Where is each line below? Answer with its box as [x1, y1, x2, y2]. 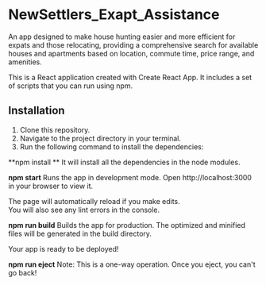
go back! [8, 268, 37, 277]
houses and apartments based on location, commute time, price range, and [8, 48, 255, 58]
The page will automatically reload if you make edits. [8, 196, 180, 206]
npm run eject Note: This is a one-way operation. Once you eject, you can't [8, 260, 256, 269]
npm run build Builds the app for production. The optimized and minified [8, 220, 246, 229]
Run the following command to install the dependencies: [19, 141, 204, 152]
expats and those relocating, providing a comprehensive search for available [8, 40, 259, 49]
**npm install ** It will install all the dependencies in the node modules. [8, 157, 241, 167]
